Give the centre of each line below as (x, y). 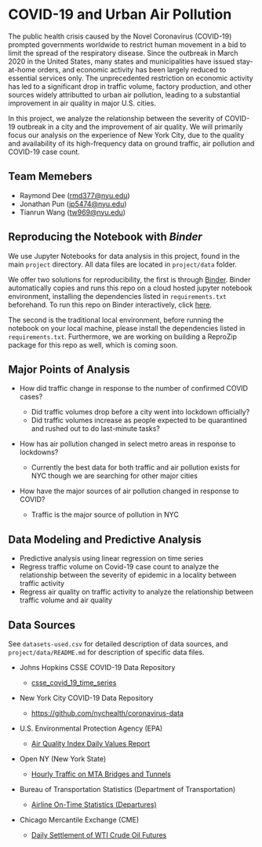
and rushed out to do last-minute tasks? (96, 429)
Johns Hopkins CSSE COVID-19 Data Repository (97, 667)
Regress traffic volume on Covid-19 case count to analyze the (119, 567)
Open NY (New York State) (63, 759)
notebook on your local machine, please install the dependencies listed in (127, 328)
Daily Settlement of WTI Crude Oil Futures (99, 835)
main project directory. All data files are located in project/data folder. (123, 264)
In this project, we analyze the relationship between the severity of (116, 118)
